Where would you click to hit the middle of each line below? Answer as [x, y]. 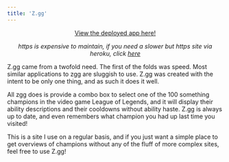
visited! [17, 123]
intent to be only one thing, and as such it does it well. [83, 81]
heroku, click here [115, 53]
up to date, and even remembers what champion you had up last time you [111, 116]
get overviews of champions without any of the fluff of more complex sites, [113, 144]
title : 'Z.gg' [27, 13]
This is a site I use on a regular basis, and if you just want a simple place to [112, 137]
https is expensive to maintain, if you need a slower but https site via [115, 46]
